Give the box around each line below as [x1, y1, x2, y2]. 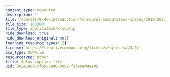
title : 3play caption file [5, 59, 62, 64]
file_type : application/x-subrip [5, 26, 76, 31]
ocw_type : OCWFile [5, 50, 44, 55]
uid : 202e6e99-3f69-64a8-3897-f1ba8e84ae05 [5, 64, 99, 69]
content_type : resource [5, 7, 56, 13]
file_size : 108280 [5, 21, 44, 27]
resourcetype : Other [5, 54, 49, 60]
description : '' [5, 12, 39, 17]
